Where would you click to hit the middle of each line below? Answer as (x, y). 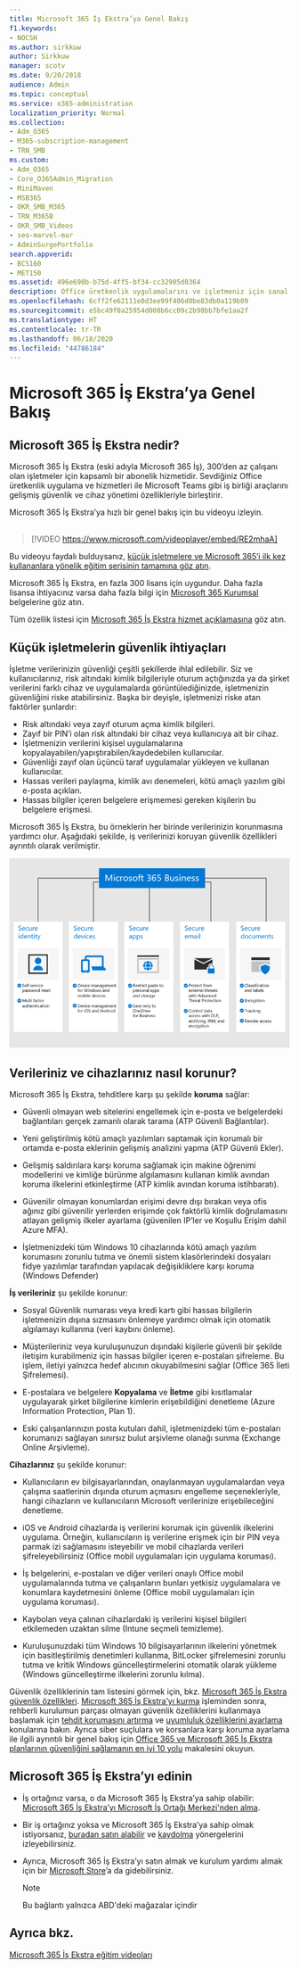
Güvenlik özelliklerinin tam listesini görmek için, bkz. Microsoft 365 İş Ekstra (148, 1692)
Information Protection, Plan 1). (79, 1411)
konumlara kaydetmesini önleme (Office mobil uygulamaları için (138, 1593)
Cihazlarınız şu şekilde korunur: (68, 1465)
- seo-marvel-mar (41, 236)
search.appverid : (41, 254)
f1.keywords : (33, 28)
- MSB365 (25, 198)
